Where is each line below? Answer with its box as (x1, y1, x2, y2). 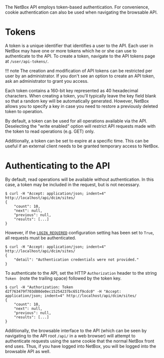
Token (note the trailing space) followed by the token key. (5, 275, 121, 281)
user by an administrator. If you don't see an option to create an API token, (5, 73, 155, 79)
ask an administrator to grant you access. (5, 78, 89, 84)
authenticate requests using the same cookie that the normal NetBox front (5, 338, 155, 344)
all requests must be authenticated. (5, 235, 76, 240)
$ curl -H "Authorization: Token (5, 285, 73, 289)
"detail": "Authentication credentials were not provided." (14, 257, 139, 262)
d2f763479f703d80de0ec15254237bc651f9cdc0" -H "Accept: (5, 289, 121, 294)
